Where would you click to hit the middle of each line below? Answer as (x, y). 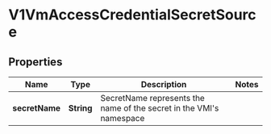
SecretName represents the (153, 98)
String (80, 108)
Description (164, 84)
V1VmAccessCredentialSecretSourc (132, 15)
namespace (123, 118)
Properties (35, 62)
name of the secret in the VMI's (160, 108)
